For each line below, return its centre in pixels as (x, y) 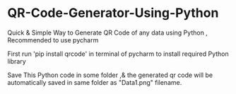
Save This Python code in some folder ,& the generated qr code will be (110, 75)
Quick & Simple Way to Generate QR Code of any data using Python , (108, 33)
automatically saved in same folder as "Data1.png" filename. (95, 82)
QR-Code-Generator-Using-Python (113, 13)
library (17, 61)
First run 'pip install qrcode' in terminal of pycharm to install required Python (118, 54)
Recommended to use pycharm (53, 40)
